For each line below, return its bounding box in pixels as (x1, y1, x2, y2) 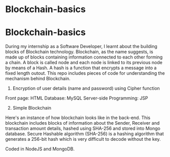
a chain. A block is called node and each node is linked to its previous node (5, 60, 162, 66)
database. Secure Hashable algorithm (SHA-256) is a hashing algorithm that (5, 131, 164, 137)
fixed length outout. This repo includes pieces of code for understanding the (5, 70, 165, 76)
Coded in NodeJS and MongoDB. (5, 146, 75, 152)
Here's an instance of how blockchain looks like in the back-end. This (5, 115, 151, 121)
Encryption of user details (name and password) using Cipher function (12, 85, 160, 91)
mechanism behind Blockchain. (5, 76, 71, 82)
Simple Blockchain (12, 105, 52, 111)
